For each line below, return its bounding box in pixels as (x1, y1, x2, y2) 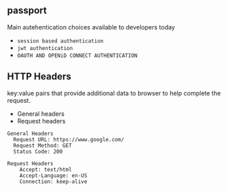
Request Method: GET (13, 142, 72, 149)
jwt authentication (16, 45, 73, 51)
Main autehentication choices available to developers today (7, 23, 175, 31)
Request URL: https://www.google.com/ (13, 136, 125, 143)
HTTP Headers (7, 71, 71, 82)
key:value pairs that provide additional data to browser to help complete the (7, 88, 221, 97)
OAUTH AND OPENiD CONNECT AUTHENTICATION (16, 52, 137, 59)
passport (7, 5, 47, 16)
